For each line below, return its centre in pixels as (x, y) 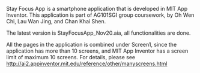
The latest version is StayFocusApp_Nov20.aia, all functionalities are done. (98, 33)
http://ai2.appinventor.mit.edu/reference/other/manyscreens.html (87, 63)
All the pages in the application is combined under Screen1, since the (92, 45)
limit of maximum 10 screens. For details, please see (71, 57)
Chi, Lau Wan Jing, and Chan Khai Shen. (56, 21)
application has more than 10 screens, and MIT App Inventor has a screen (97, 51)
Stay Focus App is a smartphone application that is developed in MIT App (97, 9)
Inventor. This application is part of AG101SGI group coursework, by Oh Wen (100, 15)
